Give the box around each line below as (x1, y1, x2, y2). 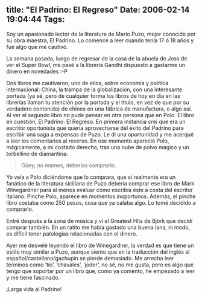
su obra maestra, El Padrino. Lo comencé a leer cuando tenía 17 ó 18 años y (6, 36, 194, 44)
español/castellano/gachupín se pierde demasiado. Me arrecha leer (6, 254, 174, 262)
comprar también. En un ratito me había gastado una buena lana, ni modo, (6, 223, 191, 231)
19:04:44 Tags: (6, 14, 65, 25)
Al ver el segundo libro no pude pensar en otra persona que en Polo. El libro (6, 111, 195, 118)
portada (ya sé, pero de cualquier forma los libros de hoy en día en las (6, 92, 181, 99)
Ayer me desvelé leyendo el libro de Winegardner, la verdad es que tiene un (6, 242, 194, 249)
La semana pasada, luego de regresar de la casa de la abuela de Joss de (6, 54, 188, 62)
